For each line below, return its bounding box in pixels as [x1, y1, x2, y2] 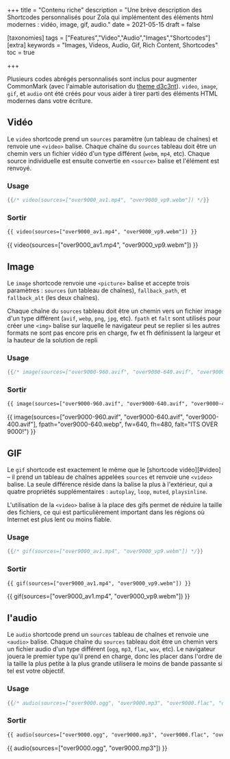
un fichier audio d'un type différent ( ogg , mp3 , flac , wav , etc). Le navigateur [7, 645, 216, 653]
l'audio [7, 612, 38, 624]
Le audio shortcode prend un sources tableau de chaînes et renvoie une [7, 631, 209, 639]
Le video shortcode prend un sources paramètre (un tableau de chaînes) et [7, 135, 218, 143]
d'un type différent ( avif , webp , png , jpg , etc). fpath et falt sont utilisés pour [7, 314, 221, 322]
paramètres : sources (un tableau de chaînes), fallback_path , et [7, 286, 187, 294]
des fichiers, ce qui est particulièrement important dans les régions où [7, 508, 205, 517]
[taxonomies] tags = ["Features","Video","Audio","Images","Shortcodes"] [7, 34, 211, 42]
